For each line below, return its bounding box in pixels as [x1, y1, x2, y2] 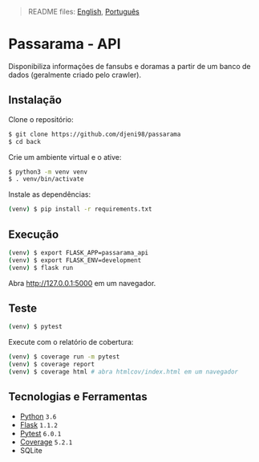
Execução [8, 227, 59, 241]
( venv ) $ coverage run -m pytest [8, 353, 120, 361]
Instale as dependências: [8, 190, 91, 199]
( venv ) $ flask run [8, 264, 74, 272]
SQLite [19, 445, 42, 455]
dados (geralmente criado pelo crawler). [8, 70, 142, 80]
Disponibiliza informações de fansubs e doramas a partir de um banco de [8, 61, 251, 71]
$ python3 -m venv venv [8, 168, 88, 176]
